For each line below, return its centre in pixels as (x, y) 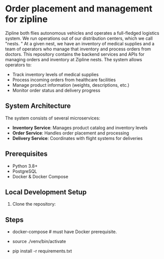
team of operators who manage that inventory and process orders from (78, 49)
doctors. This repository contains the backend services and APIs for (75, 54)
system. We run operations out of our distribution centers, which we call (79, 38)
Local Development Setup (46, 192)
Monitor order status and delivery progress (56, 90)
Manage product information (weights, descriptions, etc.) (71, 85)
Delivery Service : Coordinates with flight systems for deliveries (78, 138)
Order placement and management (79, 9)
